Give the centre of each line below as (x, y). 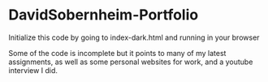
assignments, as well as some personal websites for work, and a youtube (131, 62)
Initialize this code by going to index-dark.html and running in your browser (134, 37)
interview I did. (33, 70)
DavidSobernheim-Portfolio (104, 15)
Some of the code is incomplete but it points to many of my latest (117, 53)
